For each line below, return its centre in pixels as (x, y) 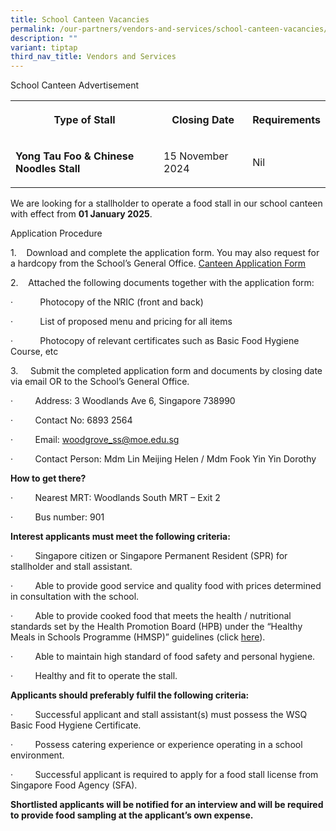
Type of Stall (84, 120)
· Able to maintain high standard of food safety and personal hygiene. (163, 657)
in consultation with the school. (75, 597)
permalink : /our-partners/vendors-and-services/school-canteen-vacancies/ (169, 29)
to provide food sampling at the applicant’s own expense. (132, 815)
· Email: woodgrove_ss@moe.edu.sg (95, 440)
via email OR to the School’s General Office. (100, 382)
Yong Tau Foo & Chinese (75, 156)
